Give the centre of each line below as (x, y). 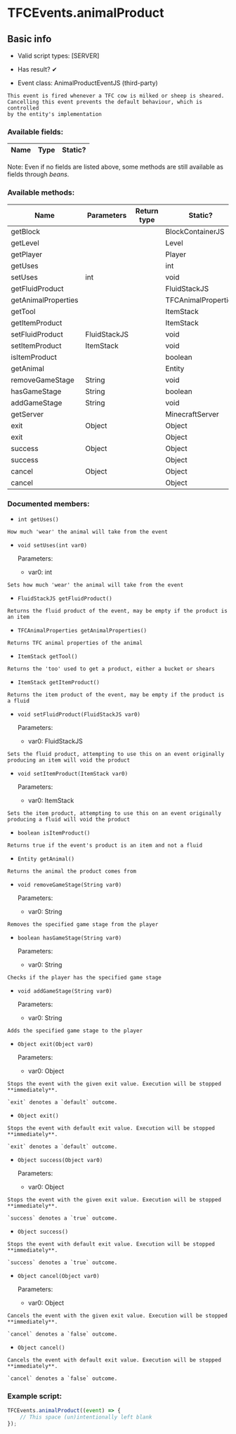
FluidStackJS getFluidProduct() (65, 599)
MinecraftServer (192, 414)
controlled (23, 108)
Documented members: (48, 504)
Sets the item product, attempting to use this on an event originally (114, 813)
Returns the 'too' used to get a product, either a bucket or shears (111, 669)
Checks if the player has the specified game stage (84, 977)
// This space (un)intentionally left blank (86, 1417)
